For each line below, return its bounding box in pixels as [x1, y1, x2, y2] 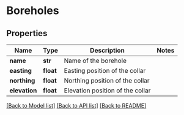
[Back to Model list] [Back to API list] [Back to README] [6, 102, 147, 109]
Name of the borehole [64, 56, 127, 65]
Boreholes [6, 4, 59, 18]
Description [89, 46, 125, 54]
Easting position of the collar [64, 67, 146, 75]
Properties [6, 28, 48, 39]
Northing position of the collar [64, 76, 150, 84]
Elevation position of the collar [64, 86, 151, 95]
